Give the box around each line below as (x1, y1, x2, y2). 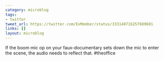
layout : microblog (5, 31, 44, 36)
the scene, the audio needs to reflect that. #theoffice (5, 50, 116, 56)
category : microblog (5, 7, 49, 13)
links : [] (5, 26, 26, 31)
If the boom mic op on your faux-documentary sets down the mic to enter (5, 45, 159, 50)
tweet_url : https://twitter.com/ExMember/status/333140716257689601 (5, 21, 153, 27)
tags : (5, 12, 17, 17)
